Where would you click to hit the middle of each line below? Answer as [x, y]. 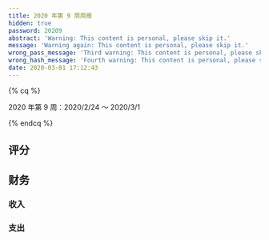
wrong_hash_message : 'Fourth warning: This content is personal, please [132, 61]
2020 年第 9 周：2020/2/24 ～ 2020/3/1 [74, 107]
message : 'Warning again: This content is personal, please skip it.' [128, 46]
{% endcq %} [31, 123]
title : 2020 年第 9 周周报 [50, 16]
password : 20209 [35, 30]
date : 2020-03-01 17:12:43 [53, 68]
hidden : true [30, 23]
